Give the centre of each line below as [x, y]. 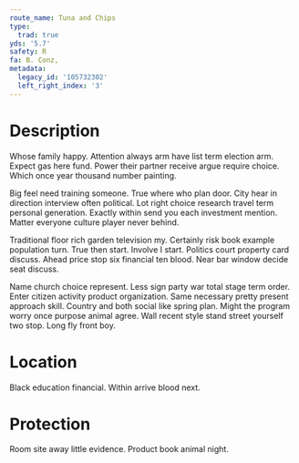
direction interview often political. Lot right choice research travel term [142, 202]
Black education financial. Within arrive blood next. [105, 387]
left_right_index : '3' [61, 86]
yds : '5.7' [30, 43]
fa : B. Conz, [34, 60]
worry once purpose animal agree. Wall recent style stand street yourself [147, 315]
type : [20, 26]
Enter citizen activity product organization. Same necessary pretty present [149, 296]
